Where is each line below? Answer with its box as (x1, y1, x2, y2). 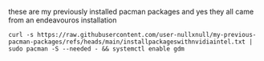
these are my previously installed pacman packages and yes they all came (8, 7, 254, 16)
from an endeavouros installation (8, 15, 117, 25)
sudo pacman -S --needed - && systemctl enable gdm (8, 45, 185, 53)
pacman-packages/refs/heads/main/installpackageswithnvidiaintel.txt (8, 38, 246, 46)
